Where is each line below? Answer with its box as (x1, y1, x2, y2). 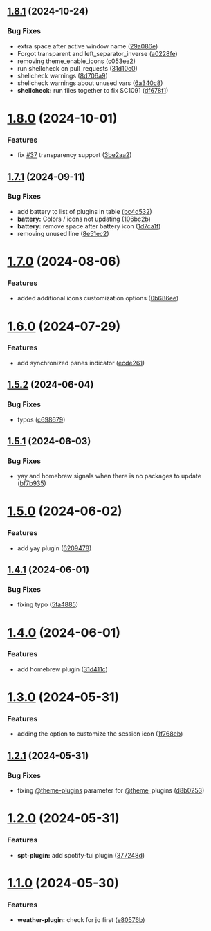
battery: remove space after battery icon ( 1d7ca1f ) (17, 222, 161, 231)
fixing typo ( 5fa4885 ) (17, 600, 78, 608)
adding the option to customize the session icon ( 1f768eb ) (17, 730, 183, 738)
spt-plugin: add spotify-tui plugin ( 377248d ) (17, 851, 145, 859)
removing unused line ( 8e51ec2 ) (17, 229, 109, 237)
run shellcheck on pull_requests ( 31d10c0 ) (17, 64, 138, 72)
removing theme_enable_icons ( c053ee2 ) (17, 57, 136, 65)
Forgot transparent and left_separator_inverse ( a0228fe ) (17, 49, 178, 57)
